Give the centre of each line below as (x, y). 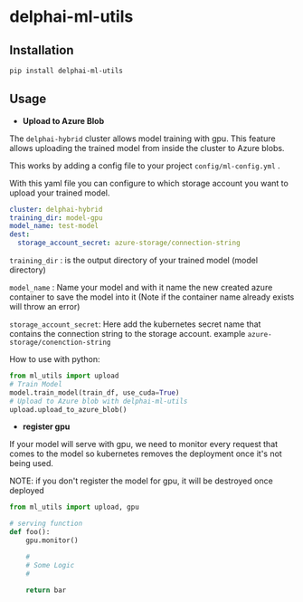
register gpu (46, 426)
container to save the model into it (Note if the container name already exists (152, 297)
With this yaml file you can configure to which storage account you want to (149, 183)
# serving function (46, 524)
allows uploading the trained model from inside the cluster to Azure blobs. (147, 148)
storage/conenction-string (60, 343)
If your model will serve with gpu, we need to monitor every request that (144, 444)
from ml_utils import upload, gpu (75, 507)
